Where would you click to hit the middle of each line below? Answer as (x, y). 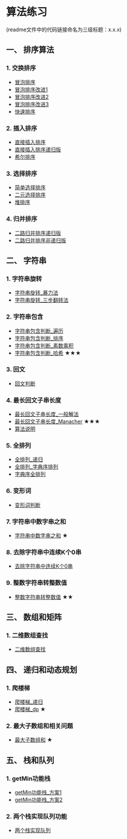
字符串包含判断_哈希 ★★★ (48, 353)
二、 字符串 (26, 261)
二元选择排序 (30, 195)
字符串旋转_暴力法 (36, 293)
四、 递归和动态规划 (42, 670)
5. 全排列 (18, 446)
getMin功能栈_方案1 (38, 792)
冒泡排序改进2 (32, 97)
